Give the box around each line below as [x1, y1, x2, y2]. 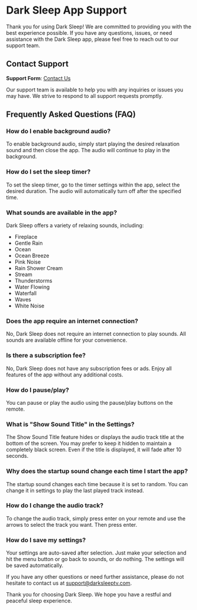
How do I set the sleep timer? [6, 168, 91, 176]
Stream [14, 271, 32, 278]
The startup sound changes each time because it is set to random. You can [6, 480, 188, 487]
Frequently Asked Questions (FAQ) [6, 110, 136, 120]
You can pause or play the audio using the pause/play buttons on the [6, 399, 173, 406]
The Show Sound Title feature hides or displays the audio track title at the [6, 434, 184, 441]
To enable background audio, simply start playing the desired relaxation [6, 140, 180, 147]
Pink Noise [14, 258, 41, 265]
